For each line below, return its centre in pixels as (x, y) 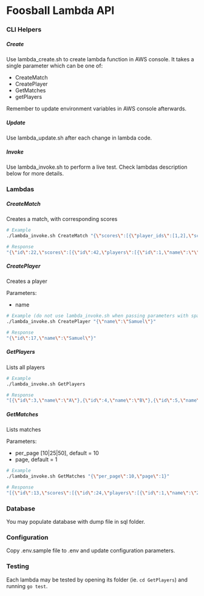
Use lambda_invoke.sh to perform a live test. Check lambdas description (97, 167)
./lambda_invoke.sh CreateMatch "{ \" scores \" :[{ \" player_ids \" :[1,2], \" (100, 235)
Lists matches (24, 430)
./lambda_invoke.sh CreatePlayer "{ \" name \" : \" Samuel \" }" (81, 322)
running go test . (27, 586)
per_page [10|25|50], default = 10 (57, 453)
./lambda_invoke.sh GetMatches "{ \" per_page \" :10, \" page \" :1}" (88, 476)
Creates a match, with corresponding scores (62, 218)
